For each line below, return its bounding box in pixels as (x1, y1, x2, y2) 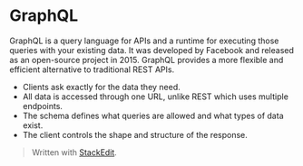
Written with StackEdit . (31, 146, 118, 158)
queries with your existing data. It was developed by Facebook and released (9, 44, 295, 55)
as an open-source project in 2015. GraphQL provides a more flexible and (9, 54, 284, 65)
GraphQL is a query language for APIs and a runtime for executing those (9, 35, 279, 46)
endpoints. (22, 100, 64, 111)
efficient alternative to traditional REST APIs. (9, 64, 175, 75)
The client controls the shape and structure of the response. (22, 129, 248, 140)
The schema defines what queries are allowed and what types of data (22, 110, 284, 121)
